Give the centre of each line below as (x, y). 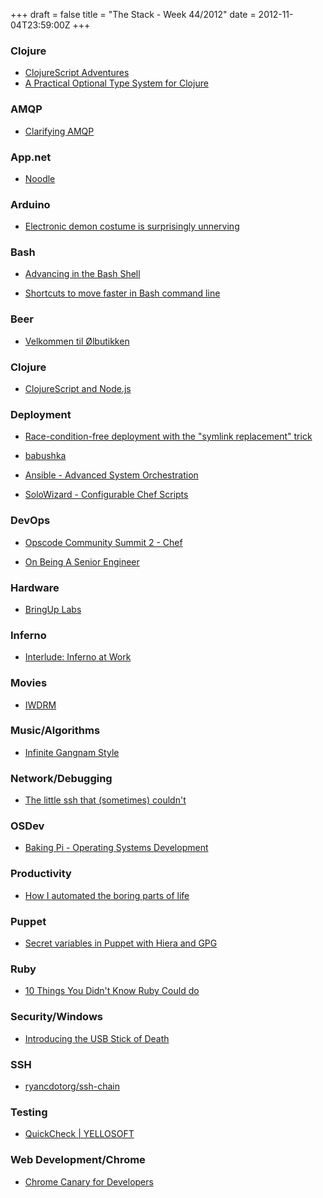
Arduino (30, 204)
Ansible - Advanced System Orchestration (111, 475)
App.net (31, 157)
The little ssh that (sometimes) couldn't (105, 800)
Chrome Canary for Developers (89, 1181)
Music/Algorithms (55, 731)
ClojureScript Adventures (77, 73)
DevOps (30, 521)
